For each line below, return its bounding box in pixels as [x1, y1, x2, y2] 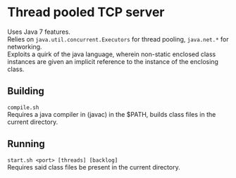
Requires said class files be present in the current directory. [7, 163, 181, 171]
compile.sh [7, 103, 39, 111]
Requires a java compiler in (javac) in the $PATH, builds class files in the [7, 110, 216, 118]
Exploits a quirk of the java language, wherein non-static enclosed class [7, 50, 216, 58]
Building [7, 85, 44, 97]
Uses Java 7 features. [7, 27, 70, 36]
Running [7, 138, 46, 150]
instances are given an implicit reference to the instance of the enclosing [7, 57, 218, 65]
